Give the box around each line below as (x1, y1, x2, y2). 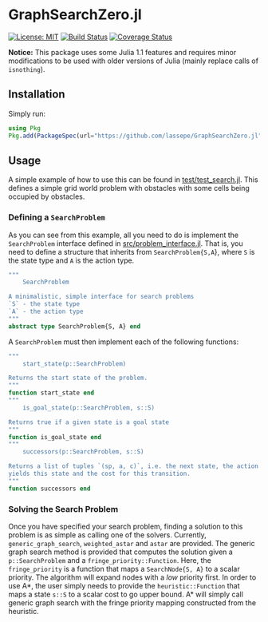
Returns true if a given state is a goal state (8, 418, 170, 426)
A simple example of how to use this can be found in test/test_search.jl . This (8, 175, 258, 184)
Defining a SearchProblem (8, 212, 105, 223)
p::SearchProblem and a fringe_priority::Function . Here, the (8, 556, 211, 565)
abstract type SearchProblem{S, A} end (8, 322, 141, 331)
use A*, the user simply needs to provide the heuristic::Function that (8, 581, 241, 591)
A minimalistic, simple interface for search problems (8, 293, 195, 301)
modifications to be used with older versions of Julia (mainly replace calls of (8, 56, 259, 65)
